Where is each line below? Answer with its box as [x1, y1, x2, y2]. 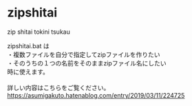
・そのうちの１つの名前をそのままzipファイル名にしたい [7, 59, 167, 67]
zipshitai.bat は [7, 41, 50, 50]
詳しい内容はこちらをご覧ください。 [7, 83, 110, 92]
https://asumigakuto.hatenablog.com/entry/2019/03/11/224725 [7, 91, 185, 99]
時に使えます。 [7, 67, 50, 76]
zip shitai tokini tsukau [7, 28, 70, 36]
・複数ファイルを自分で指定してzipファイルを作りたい [7, 50, 160, 59]
